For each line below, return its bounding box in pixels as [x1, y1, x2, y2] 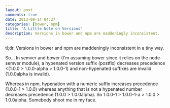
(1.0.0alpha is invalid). [5, 71, 51, 77]
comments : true [5, 12, 38, 17]
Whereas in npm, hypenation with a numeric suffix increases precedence [5, 81, 158, 87]
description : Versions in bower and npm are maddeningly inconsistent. [5, 31, 160, 36]
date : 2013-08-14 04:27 [5, 17, 56, 22]
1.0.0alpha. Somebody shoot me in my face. [5, 97, 97, 103]
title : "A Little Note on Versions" [5, 26, 83, 31]
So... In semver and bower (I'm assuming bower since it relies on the [5, 55, 148, 61]
